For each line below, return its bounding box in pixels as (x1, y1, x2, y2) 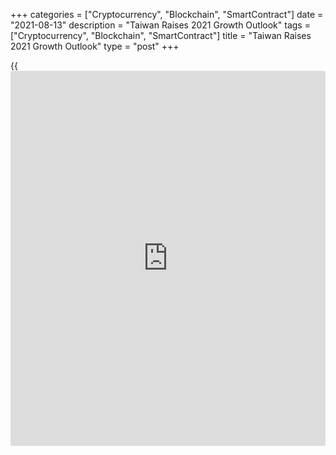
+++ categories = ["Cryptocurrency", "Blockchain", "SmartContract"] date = (10, 9, 324, 20)
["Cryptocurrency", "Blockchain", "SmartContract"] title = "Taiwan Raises (10, 30, 312, 41)
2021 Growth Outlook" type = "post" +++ (10, 40, 180, 52)
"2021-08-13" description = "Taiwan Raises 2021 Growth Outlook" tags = (10, 19, 311, 31)
